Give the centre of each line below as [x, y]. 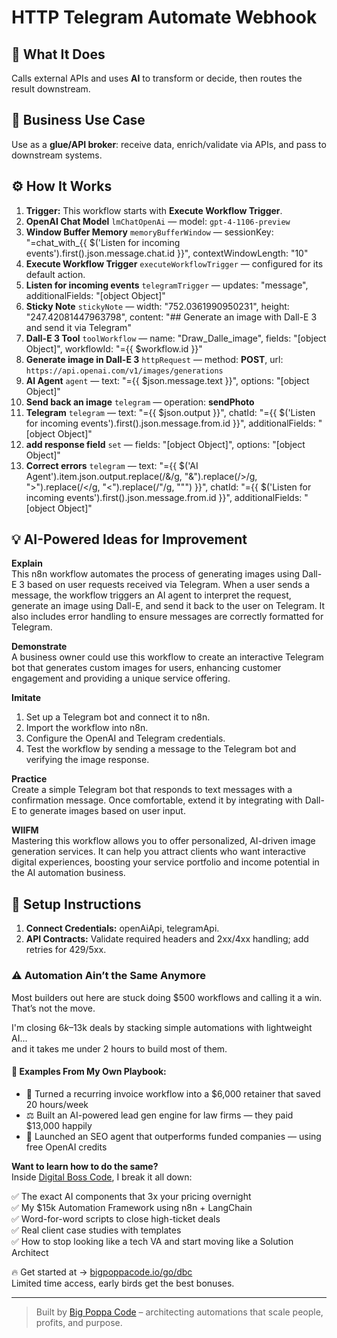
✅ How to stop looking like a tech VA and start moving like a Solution [152, 1241]
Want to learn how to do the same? [85, 1166]
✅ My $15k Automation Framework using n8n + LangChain [132, 1207]
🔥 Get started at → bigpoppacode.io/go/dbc [102, 1272]
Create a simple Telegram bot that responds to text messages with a [152, 790]
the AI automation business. [68, 873]
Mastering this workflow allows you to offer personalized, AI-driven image [163, 841]
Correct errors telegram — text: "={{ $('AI [112, 465]
